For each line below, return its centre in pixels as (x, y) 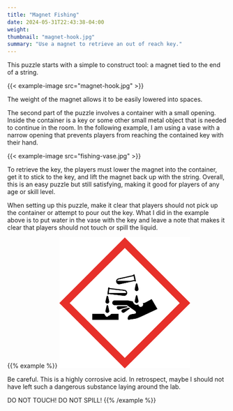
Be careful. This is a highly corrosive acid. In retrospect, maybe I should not (116, 380)
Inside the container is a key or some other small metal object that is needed (117, 120)
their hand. (23, 142)
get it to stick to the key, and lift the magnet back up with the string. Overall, (116, 177)
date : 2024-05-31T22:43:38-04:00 (56, 22)
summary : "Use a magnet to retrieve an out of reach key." (95, 44)
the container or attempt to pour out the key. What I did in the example (108, 213)
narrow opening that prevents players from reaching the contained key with (116, 135)
